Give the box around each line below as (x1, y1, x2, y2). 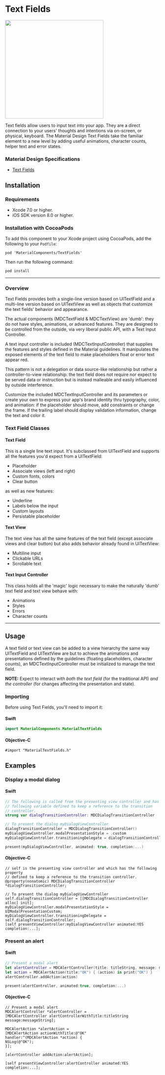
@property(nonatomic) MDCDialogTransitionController (5, 879, 115, 884)
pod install (5, 269, 29, 274)
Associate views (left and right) (12, 468, 76, 474)
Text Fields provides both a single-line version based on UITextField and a (5, 296, 155, 302)
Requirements (5, 196, 40, 203)
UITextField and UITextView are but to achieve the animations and (5, 650, 138, 656)
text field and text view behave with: (5, 588, 79, 594)
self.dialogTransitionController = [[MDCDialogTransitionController (5, 896, 148, 901)
